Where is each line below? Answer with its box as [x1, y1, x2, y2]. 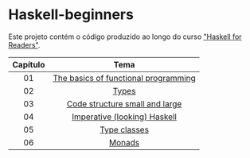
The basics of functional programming [53, 72, 197, 83]
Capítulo [12, 59, 45, 70]
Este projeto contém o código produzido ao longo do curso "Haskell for [8, 32, 242, 41]
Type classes [99, 124, 150, 135]
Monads [108, 137, 140, 148]
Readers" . [8, 40, 41, 49]
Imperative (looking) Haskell [71, 111, 178, 122]
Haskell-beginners [8, 6, 134, 24]
